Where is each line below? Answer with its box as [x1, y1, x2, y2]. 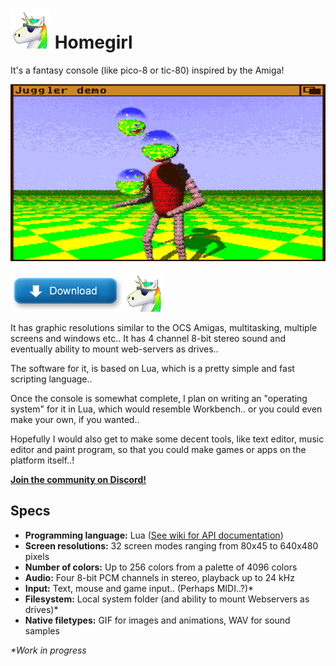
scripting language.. [10, 373, 93, 385]
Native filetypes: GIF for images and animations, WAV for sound [24, 614, 291, 626]
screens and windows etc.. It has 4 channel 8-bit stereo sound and [10, 332, 286, 344]
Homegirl [54, 31, 133, 54]
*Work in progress [10, 644, 87, 656]
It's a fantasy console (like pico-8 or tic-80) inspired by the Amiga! [10, 64, 285, 76]
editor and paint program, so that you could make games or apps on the [10, 443, 307, 455]
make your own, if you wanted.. [10, 413, 140, 425]
